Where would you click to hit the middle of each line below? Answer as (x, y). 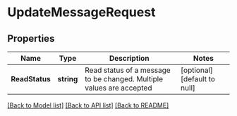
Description (129, 58)
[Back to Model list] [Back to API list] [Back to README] (88, 105)
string (68, 79)
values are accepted (118, 88)
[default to (198, 79)
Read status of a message (127, 70)
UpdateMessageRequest (81, 12)
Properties (31, 39)
